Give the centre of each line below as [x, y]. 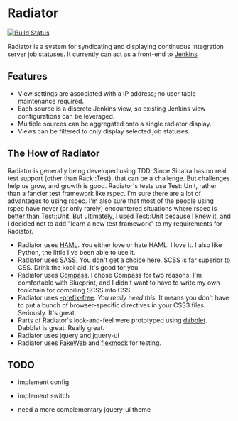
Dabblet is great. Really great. [61, 327]
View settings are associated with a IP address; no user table [107, 93]
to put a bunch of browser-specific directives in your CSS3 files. [112, 305]
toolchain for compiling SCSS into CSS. [75, 290]
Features [27, 76]
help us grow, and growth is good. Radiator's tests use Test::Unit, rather [112, 185]
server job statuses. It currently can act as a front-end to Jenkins [102, 54]
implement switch [43, 396]
